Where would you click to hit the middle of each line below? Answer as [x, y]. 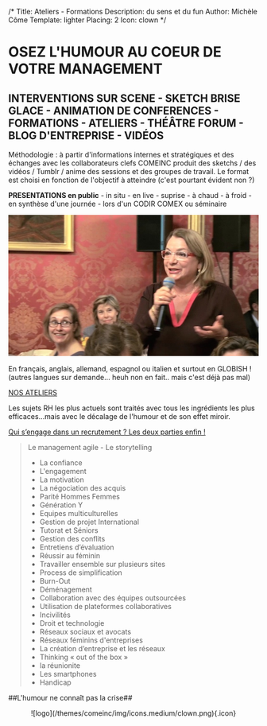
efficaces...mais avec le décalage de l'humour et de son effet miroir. [119, 416]
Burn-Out [55, 580]
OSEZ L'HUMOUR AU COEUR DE [115, 52]
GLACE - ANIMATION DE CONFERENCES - [114, 111]
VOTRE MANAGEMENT [85, 69]
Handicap [55, 682]
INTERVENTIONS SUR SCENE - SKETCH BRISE [124, 98]
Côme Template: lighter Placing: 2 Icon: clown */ [87, 20]
